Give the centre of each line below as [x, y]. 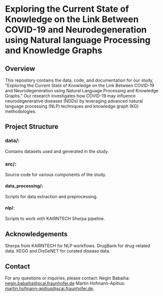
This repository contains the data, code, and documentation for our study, [79, 80]
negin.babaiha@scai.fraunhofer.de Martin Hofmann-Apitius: [65, 283]
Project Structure [32, 127]
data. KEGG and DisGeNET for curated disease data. [58, 251]
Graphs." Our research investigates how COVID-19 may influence [70, 96]
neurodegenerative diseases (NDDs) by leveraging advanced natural [74, 101]
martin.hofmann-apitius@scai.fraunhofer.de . [50, 289]
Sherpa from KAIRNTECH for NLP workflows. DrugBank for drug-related [78, 246]
